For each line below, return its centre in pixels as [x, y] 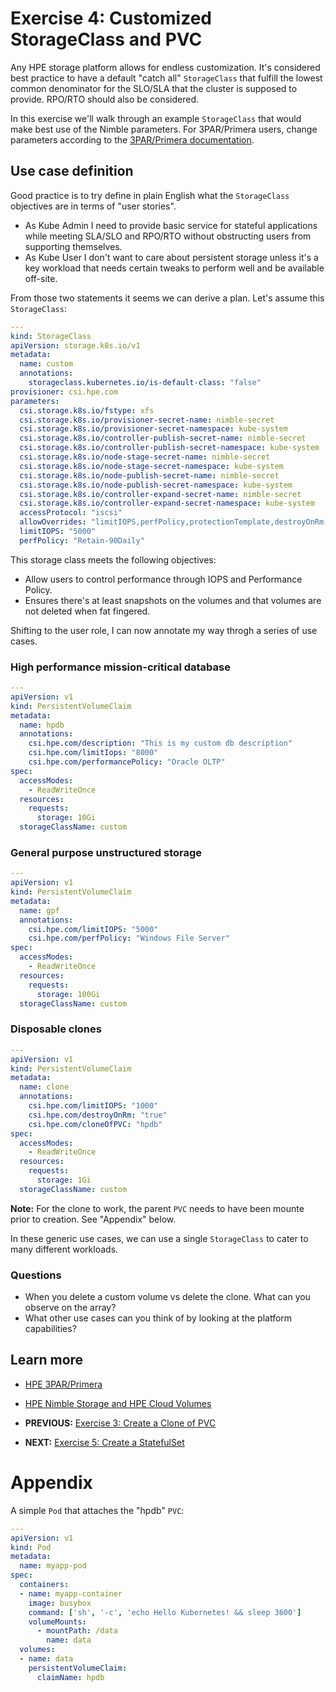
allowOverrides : [53, 522]
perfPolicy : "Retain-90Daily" [82, 540]
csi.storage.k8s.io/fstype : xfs [87, 410]
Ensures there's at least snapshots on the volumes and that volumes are [173, 600]
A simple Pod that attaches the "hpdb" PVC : [97, 1510]
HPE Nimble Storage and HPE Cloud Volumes [118, 1403]
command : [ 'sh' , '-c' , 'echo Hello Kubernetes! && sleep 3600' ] [165, 1612]
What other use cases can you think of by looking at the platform [158, 1318]
